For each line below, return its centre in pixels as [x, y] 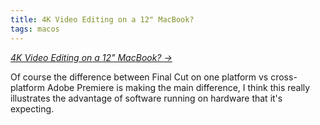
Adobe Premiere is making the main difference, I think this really [178, 87]
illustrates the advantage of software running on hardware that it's [146, 98]
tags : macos [35, 29]
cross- [284, 77]
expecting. [32, 108]
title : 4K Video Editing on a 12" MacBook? [102, 19]
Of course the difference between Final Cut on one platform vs [139, 77]
